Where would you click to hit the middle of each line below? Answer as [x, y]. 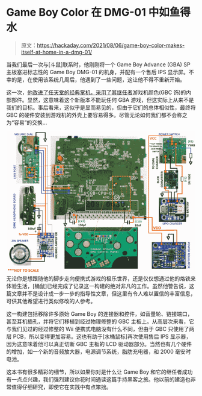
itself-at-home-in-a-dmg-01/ [56, 52]
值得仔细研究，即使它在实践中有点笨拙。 [61, 387]
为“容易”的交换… [27, 122]
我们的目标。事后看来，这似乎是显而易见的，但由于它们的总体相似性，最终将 [101, 107]
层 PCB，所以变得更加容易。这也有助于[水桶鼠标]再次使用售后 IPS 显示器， [99, 337]
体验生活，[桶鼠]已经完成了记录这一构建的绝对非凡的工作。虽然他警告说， [98, 286]
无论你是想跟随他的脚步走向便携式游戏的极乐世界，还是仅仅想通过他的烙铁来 [101, 278]
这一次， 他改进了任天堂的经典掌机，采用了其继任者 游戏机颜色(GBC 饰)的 [96, 92]
